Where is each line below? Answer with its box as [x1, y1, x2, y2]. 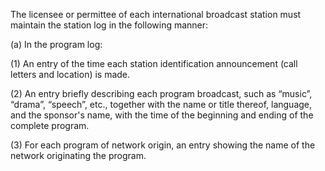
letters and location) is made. [10, 69, 131, 80]
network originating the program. [10, 150, 147, 161]
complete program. [10, 120, 90, 131]
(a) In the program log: [10, 39, 103, 50]
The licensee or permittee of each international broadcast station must [10, 9, 302, 20]
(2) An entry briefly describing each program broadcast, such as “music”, [10, 88, 313, 99]
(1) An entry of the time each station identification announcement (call [10, 58, 298, 69]
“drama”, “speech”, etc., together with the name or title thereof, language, [10, 99, 313, 110]
